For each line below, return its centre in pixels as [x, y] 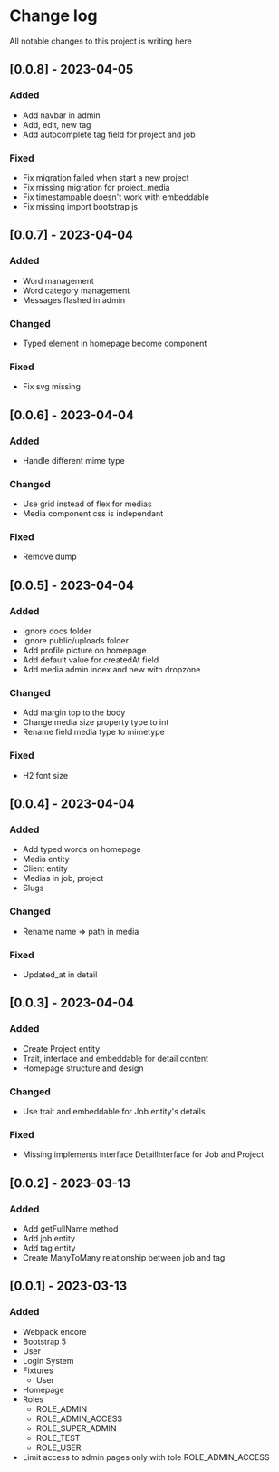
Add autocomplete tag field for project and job [109, 134]
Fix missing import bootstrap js [80, 206]
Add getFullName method [70, 1229]
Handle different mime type [73, 460]
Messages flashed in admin [74, 299]
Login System [48, 1360]
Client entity [45, 868]
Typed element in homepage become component [115, 343]
